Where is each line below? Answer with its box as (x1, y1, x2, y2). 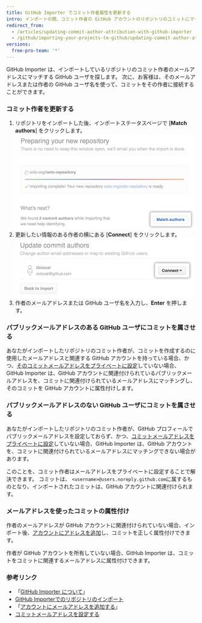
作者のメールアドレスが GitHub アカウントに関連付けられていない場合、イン (6, 521, 195, 529)
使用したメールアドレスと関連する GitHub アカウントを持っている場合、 (6, 354, 185, 362)
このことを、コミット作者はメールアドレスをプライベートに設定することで (6, 467, 191, 475)
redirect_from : (6, 22, 44, 28)
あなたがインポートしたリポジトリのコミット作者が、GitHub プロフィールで (6, 425, 194, 432)
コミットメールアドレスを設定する (14, 610, 100, 618)
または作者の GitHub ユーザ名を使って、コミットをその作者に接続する (22, 81, 194, 88)
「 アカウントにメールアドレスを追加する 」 (14, 603, 121, 610)
